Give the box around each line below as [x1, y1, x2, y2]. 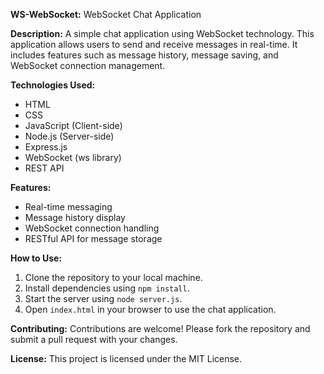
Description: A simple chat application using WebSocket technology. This [10, 28, 315, 39]
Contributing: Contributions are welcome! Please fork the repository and [10, 323, 311, 334]
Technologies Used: [10, 79, 96, 91]
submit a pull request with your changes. [10, 334, 178, 345]
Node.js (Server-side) [24, 130, 115, 142]
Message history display [24, 212, 126, 223]
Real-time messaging [24, 201, 113, 213]
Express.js [24, 141, 68, 153]
